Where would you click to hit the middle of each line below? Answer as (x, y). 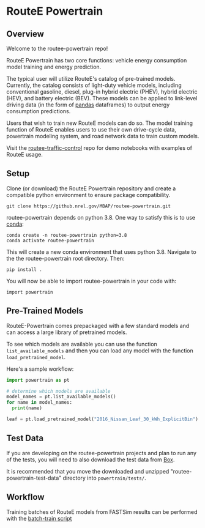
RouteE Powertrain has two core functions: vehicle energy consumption (97, 60)
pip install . (24, 270)
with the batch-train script (39, 518)
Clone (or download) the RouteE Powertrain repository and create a (91, 188)
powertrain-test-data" (34, 478)
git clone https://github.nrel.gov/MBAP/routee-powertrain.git (89, 206)
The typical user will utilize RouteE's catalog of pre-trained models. (91, 79)
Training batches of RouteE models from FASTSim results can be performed (102, 511)
